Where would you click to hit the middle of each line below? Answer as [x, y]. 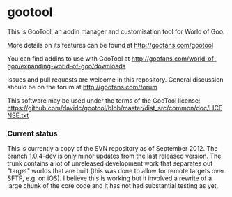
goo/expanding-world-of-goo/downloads [67, 66]
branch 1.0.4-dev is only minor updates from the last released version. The [114, 156]
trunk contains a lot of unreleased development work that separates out [110, 163]
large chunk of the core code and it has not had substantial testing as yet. [113, 186]
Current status [32, 133]
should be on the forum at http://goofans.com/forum [83, 87]
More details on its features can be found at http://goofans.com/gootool [110, 45]
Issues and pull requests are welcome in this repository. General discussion [116, 79]
